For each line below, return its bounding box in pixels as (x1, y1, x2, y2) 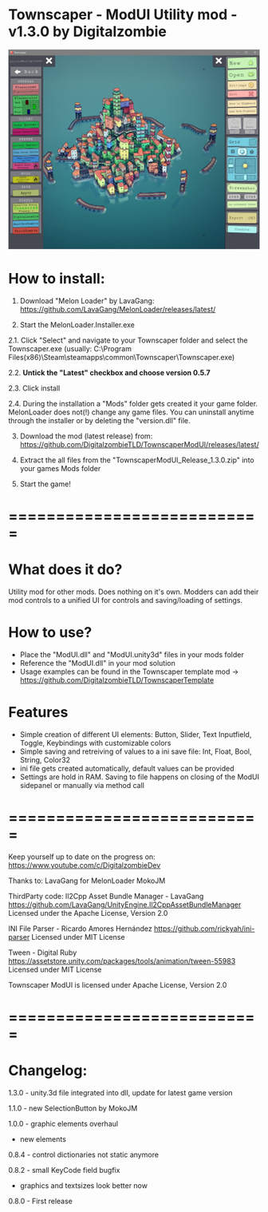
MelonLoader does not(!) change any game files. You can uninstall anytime (8, 407, 254, 417)
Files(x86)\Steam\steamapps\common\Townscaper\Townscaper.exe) (8, 353, 235, 362)
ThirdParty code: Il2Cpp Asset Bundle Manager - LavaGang (8, 891, 204, 901)
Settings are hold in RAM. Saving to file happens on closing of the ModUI (19, 772, 259, 782)
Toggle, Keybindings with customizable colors (19, 739, 171, 748)
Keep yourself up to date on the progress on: (8, 852, 156, 861)
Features (8, 703, 69, 722)
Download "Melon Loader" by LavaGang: (19, 296, 155, 306)
